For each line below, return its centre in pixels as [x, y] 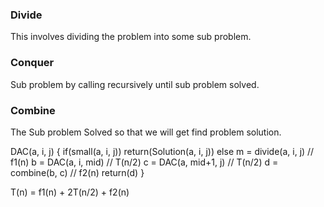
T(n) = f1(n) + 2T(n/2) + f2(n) [70, 192]
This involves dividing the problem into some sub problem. [131, 37]
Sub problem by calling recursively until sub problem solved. [135, 84]
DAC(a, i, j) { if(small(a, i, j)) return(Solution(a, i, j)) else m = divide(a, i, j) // [162, 151]
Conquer [32, 63]
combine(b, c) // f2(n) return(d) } [77, 172]
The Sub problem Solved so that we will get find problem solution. [146, 132]
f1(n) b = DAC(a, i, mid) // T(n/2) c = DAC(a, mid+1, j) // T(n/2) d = [144, 162]
